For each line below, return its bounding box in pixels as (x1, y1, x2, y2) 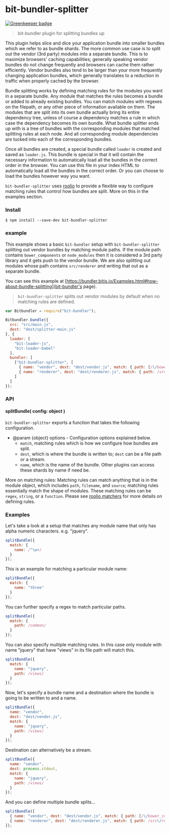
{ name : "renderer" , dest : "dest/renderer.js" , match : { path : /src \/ (10, 818, 162, 823)
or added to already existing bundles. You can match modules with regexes (5, 98, 162, 105)
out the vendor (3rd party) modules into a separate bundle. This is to (5, 51, 148, 57)
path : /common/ (14, 623, 47, 628)
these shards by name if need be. (20, 467, 90, 473)
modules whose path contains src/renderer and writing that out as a (5, 262, 148, 269)
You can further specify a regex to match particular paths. (5, 604, 126, 610)
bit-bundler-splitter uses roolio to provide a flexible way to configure (5, 183, 153, 189)
